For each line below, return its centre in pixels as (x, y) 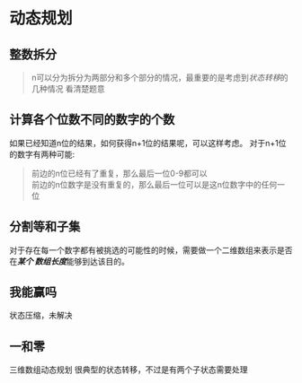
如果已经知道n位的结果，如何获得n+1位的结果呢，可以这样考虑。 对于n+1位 (148, 143)
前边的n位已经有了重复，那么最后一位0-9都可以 (120, 173)
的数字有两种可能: (42, 154)
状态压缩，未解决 (41, 316)
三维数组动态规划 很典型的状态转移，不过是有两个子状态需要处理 (129, 370)
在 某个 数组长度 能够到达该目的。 (70, 261)
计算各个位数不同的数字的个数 (92, 120)
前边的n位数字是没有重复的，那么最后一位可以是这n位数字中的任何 (154, 184)
